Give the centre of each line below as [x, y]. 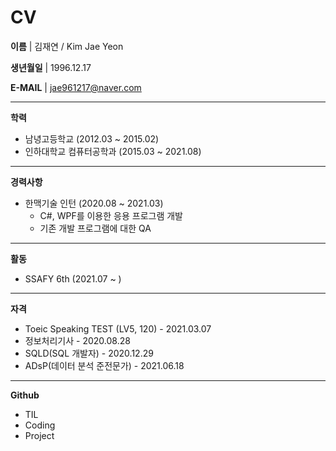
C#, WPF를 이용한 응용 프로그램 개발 [111, 215]
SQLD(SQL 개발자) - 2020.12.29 [89, 353]
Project [39, 435]
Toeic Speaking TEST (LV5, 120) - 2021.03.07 [118, 328]
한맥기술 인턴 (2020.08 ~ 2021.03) [94, 203]
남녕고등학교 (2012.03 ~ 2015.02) [92, 138]
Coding [40, 425]
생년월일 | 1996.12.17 [51, 67]
